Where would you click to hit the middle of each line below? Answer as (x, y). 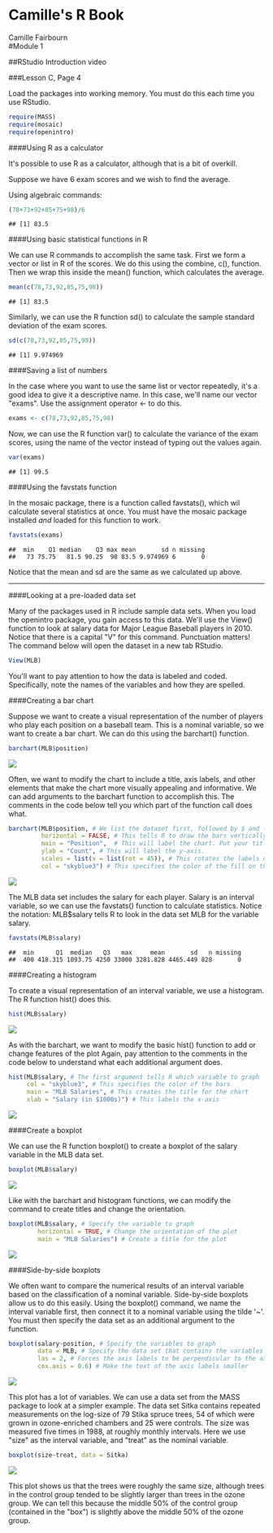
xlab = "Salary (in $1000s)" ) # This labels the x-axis (123, 1100)
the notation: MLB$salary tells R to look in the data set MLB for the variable (134, 914)
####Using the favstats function (63, 487)
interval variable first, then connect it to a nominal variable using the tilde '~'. (136, 1311)
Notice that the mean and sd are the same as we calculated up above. (125, 571)
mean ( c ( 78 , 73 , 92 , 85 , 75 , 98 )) (56, 287)
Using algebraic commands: (56, 195)
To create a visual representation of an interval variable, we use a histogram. (136, 990)
